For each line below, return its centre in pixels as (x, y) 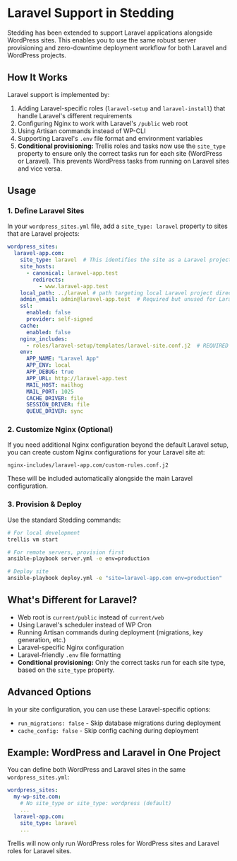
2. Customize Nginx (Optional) (60, 430)
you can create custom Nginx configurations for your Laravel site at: (106, 452)
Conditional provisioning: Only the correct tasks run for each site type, (121, 662)
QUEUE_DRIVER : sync (54, 411)
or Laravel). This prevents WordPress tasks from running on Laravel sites (123, 161)
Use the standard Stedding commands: (64, 520)
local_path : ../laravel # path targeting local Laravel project (116, 293)
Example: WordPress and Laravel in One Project (114, 753)
